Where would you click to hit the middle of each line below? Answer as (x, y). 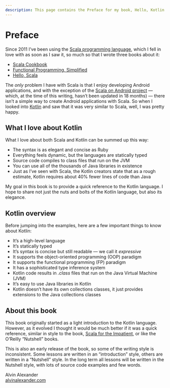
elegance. (16, 197)
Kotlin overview (30, 213)
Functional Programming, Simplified (50, 69)
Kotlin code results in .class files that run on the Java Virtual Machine (85, 273)
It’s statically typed (32, 246)
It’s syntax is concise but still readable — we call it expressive (77, 252)
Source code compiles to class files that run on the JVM (71, 161)
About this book (31, 311)
